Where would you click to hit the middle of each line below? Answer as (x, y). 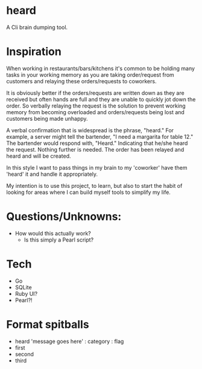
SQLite (23, 287)
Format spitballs (48, 324)
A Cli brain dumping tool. (37, 27)
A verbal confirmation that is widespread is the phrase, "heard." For (90, 130)
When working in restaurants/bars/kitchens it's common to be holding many (100, 68)
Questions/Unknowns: (64, 217)
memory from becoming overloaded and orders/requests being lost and (96, 112)
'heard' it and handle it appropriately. (52, 174)
